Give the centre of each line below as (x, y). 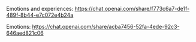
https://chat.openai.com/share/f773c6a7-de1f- (132, 9)
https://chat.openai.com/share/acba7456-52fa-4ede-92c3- (106, 27)
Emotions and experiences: (40, 9)
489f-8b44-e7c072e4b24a (40, 15)
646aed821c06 (25, 33)
